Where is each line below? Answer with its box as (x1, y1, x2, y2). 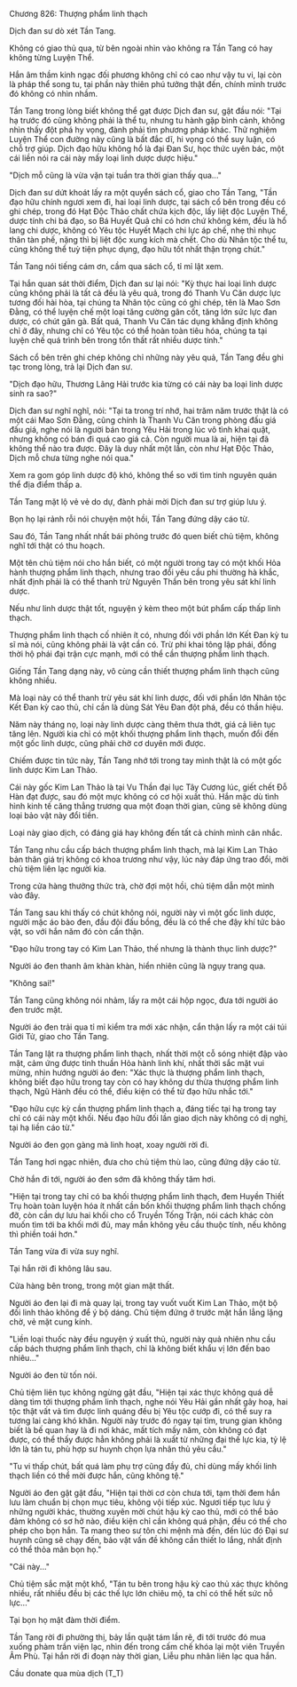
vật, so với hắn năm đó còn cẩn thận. (9, 927, 145, 936)
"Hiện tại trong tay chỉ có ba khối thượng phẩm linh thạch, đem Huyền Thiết (9, 1191, 285, 1201)
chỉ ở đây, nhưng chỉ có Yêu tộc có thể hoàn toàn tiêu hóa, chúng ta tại (9, 325, 268, 336)
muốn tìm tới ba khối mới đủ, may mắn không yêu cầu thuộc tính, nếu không (9, 1220, 286, 1229)
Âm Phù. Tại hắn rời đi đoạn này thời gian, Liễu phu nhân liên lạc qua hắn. (9, 1651, 277, 1661)
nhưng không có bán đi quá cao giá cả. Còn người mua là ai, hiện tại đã (9, 434, 270, 444)
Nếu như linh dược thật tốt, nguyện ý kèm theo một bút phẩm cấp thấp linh (9, 603, 281, 613)
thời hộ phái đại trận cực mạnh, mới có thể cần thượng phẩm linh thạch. (9, 649, 270, 659)
